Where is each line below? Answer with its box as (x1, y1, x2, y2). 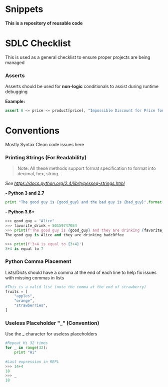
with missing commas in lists (5, 274, 64, 281)
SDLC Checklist (5, 38, 71, 49)
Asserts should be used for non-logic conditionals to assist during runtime (5, 84, 159, 90)
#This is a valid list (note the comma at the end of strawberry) (5, 284, 146, 289)
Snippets (5, 4, 43, 15)
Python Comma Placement (5, 258, 71, 265)
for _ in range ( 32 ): (5, 345, 48, 350)
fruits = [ (5, 289, 28, 294)
